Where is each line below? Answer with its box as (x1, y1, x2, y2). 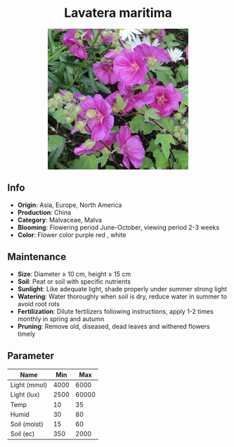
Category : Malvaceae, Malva (17, 215, 102, 224)
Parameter (7, 350, 55, 362)
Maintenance (7, 251, 67, 263)
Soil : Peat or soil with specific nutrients (17, 277, 131, 286)
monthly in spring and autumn (17, 315, 105, 323)
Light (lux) (10, 391, 40, 399)
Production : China (17, 208, 72, 216)
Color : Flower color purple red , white (17, 230, 126, 239)
